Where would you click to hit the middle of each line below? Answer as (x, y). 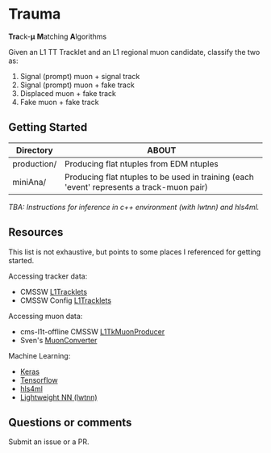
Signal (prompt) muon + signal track (80, 76)
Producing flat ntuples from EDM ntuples (142, 164)
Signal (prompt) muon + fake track (77, 85)
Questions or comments (70, 422)
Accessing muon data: (46, 316)
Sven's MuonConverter (58, 340)
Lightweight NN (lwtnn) (59, 397)
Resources (36, 232)
